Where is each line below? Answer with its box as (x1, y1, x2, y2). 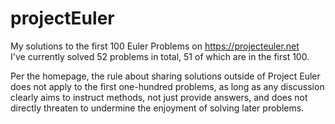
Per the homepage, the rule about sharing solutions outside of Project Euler (10, 70, 321, 82)
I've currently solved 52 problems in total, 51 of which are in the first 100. (10, 50, 310, 62)
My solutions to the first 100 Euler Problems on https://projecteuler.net (10, 40, 300, 52)
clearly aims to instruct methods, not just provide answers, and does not (10, 91, 308, 103)
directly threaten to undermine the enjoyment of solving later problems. (10, 102, 305, 114)
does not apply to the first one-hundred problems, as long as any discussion (10, 80, 325, 92)
